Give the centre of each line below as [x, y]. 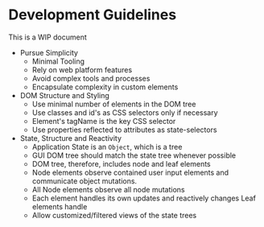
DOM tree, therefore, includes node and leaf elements [121, 163]
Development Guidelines [93, 15]
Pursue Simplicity [49, 52]
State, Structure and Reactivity [71, 138]
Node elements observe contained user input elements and [130, 172]
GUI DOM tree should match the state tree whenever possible [134, 155]
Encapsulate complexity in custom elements [105, 87]
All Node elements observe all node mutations [108, 189]
